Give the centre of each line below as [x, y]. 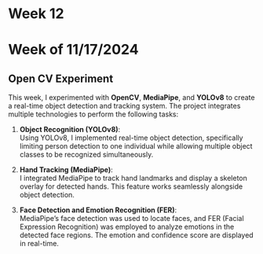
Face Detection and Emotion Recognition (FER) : [98, 210]
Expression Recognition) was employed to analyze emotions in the [127, 227]
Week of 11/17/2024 [73, 50]
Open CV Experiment [61, 78]
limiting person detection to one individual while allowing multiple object [136, 146]
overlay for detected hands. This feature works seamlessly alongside [131, 186]
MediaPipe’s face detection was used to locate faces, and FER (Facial [132, 219]
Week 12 [36, 14]
